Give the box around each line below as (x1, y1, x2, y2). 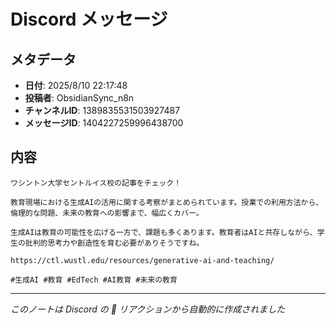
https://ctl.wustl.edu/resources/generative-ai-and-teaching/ (10, 255, 275, 265)
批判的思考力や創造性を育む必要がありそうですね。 (24, 238, 205, 248)
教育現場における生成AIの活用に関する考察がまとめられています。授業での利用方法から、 (10, 197, 324, 207)
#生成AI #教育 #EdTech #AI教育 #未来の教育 (10, 275, 178, 285)
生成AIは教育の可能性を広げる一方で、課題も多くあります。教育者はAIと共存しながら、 (10, 227, 318, 237)
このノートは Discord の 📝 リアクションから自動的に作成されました (10, 303, 286, 315)
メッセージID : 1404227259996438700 (24, 117, 184, 129)
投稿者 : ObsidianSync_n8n (24, 92, 135, 104)
